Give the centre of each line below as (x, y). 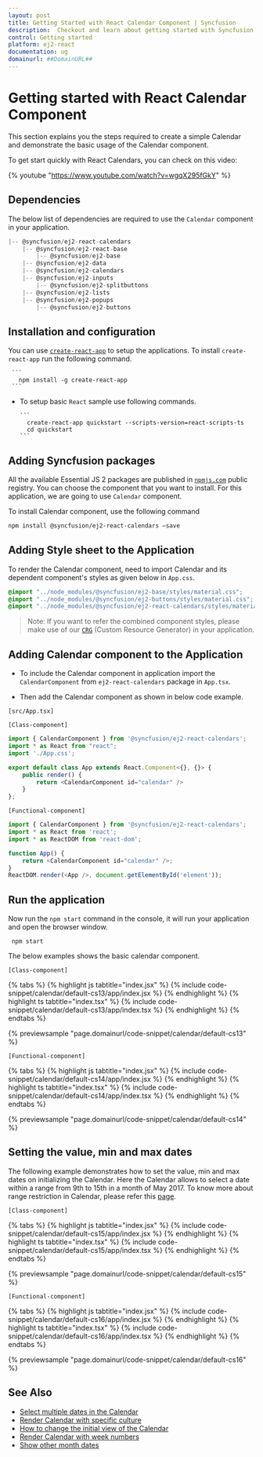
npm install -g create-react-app (73, 380)
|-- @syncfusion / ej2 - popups (68, 300)
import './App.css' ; (42, 753)
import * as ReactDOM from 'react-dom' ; (75, 839)
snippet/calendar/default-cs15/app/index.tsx (79, 1250)
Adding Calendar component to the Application (126, 654)
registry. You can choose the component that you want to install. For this (125, 488)
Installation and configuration (82, 332)
